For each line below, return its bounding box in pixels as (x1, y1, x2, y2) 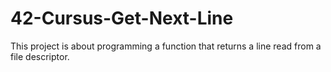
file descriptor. (10, 50, 70, 62)
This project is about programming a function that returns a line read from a (10, 40, 322, 52)
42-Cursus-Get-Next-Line (10, 7, 234, 30)
